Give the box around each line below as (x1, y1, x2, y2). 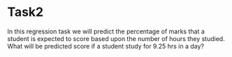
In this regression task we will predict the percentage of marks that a (7, 27, 205, 35)
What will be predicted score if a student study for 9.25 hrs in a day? (7, 42, 205, 50)
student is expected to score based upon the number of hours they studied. (7, 34, 225, 42)
